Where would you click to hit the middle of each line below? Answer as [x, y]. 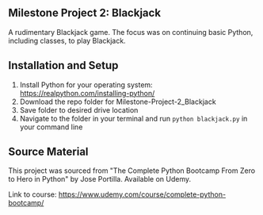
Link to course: [32, 194]
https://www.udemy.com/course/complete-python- [142, 194]
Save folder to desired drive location [79, 109]
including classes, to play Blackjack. [67, 40]
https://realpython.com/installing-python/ [87, 93]
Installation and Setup [63, 65]
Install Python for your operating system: [86, 84]
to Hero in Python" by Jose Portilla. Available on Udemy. [100, 179]
